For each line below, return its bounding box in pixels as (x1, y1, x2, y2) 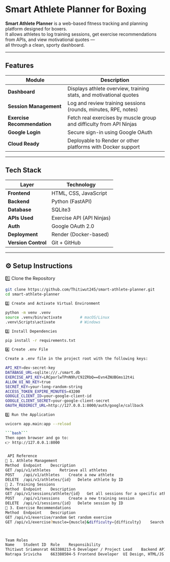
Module (26, 76, 45, 83)
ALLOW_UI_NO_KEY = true (5, 379, 51, 384)
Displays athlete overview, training (67, 85, 149, 92)
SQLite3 (51, 206, 71, 213)
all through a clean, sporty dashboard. (5, 42, 85, 48)
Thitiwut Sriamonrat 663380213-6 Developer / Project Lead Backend (5, 547, 157, 552)
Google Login (8, 128, 41, 135)
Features (5, 61, 34, 70)
